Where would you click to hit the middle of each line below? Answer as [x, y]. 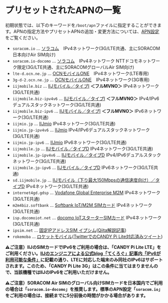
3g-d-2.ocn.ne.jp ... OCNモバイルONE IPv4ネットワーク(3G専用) [81, 80]
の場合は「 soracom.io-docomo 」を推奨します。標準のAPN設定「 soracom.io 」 [84, 289]
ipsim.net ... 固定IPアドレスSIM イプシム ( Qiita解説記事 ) [69, 230]
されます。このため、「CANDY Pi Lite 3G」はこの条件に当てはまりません [79, 266]
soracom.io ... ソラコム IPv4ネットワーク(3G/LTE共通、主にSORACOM [86, 48]
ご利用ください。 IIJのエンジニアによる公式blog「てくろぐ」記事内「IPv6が [83, 253]
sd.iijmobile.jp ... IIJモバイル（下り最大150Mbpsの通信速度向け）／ [84, 180]
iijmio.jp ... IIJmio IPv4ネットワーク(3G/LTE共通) [64, 123]
